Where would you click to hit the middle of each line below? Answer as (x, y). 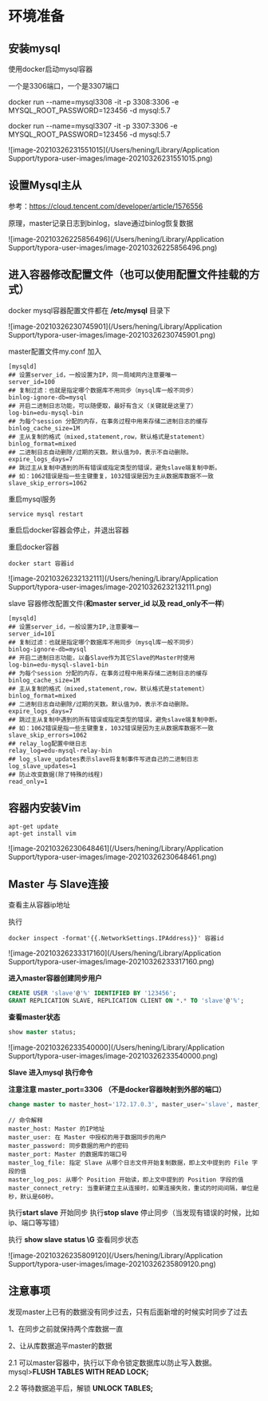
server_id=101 (32, 634)
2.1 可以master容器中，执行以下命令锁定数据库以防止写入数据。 (112, 1363)
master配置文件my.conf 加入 (55, 351)
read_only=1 (28, 782)
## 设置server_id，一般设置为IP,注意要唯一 (74, 627)
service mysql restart (46, 514)
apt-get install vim (43, 834)
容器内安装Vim (45, 808)
